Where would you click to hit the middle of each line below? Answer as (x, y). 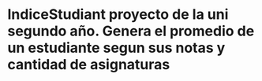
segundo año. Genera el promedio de (131, 31)
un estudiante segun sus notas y (116, 48)
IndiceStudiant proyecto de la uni (118, 15)
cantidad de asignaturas (89, 65)
